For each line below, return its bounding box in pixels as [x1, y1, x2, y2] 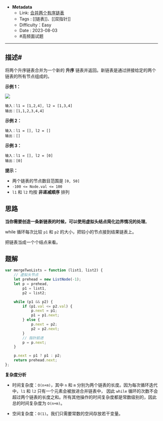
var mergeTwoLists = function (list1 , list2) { [5, 268, 103, 273]
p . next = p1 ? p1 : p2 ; [14, 353, 62, 358]
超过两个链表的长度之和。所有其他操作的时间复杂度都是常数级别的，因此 [12, 394, 157, 400]
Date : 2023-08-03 [19, 28, 58, 33]
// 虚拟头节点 [14, 272, 39, 278]
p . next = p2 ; [31, 322, 57, 327]
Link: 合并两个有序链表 [19, 10, 65, 16]
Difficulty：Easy [19, 22, 52, 28]
